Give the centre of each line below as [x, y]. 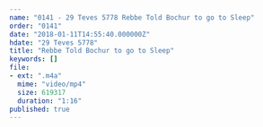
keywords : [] [34, 59]
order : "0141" [36, 26]
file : [19, 68]
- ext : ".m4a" [36, 76]
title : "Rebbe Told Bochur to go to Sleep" [92, 51]
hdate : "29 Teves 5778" [54, 42]
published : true [39, 109]
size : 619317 [42, 92]
